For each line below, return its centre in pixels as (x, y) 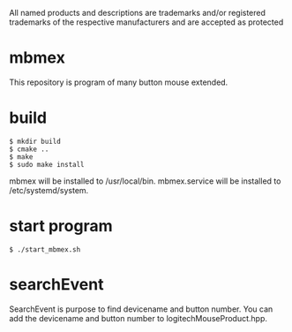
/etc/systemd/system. (49, 190)
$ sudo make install (47, 164)
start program (61, 226)
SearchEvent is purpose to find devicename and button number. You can (141, 309)
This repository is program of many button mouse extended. (119, 82)
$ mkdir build (35, 141)
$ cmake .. (29, 149)
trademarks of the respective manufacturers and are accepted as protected (146, 22)
